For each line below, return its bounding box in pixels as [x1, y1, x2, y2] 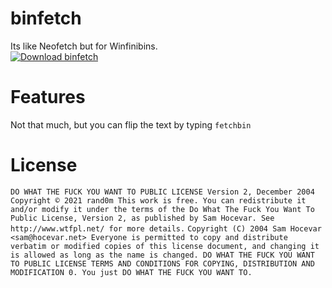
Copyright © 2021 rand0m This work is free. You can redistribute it [10, 195, 307, 206]
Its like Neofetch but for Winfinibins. [10, 40, 158, 52]
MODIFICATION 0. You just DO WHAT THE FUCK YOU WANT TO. [10, 267, 253, 277]
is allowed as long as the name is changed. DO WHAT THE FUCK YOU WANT [10, 250, 315, 260]
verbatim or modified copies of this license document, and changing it [10, 241, 320, 251]
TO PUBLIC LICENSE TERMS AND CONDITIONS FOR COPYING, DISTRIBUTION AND [10, 258, 315, 269]
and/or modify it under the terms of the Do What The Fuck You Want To [10, 204, 315, 214]
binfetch [10, 7, 82, 30]
